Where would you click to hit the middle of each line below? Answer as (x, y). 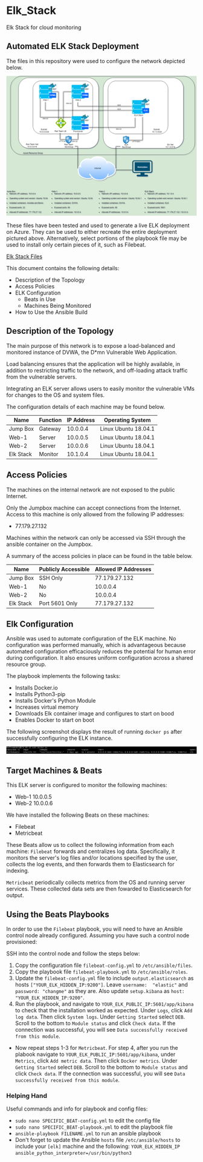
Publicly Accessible (64, 569)
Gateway (50, 429)
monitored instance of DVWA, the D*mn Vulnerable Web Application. (92, 352)
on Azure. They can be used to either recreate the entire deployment (92, 231)
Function (50, 420)
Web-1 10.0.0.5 (34, 797)
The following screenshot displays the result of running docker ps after (94, 732)
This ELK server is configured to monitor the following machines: (87, 785)
